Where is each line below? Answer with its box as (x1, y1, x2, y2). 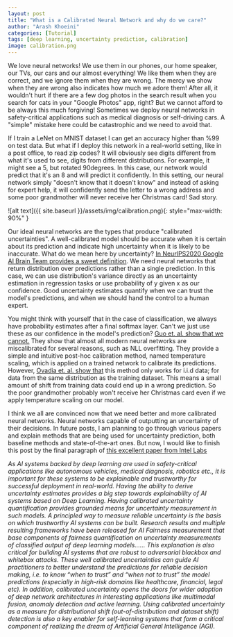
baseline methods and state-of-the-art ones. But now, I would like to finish (8, 439, 221, 447)
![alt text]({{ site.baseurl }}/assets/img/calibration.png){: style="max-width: (8, 206, 223, 215)
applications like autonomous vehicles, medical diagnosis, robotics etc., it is (8, 467, 226, 475)
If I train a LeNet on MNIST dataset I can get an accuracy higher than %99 (8, 134, 220, 142)
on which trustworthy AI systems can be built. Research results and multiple (8, 519, 226, 527)
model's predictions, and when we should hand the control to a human (8, 294, 209, 302)
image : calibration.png (8, 42, 77, 49)
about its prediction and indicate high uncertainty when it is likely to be (8, 242, 210, 250)
